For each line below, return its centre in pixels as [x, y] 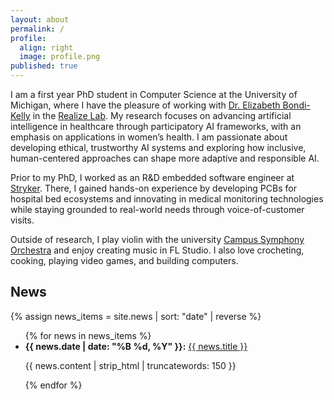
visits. [22, 220]
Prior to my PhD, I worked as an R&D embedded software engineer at [152, 177]
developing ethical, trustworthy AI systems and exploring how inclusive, [158, 147]
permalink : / [37, 29]
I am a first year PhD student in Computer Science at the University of [154, 94]
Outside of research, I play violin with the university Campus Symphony [157, 239]
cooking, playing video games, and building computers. [124, 260]
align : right [46, 47]
